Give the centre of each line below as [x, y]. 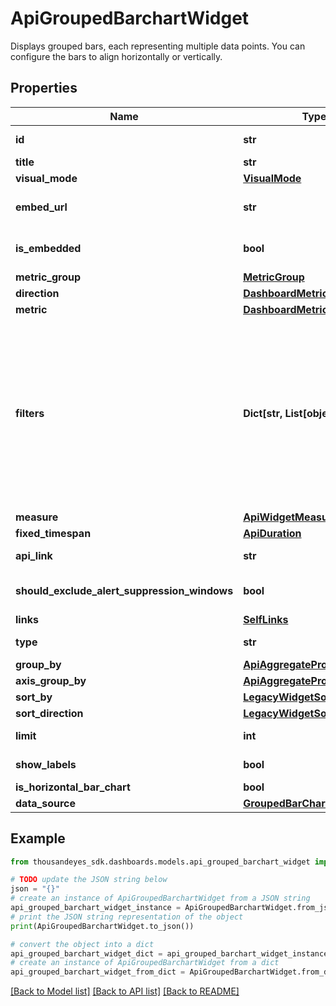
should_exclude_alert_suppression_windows [124, 590]
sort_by [34, 697]
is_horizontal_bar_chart [73, 787]
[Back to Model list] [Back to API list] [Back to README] [125, 991]
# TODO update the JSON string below [89, 880]
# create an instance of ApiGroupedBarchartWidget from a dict [145, 963]
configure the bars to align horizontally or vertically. [116, 56]
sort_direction [49, 713]
